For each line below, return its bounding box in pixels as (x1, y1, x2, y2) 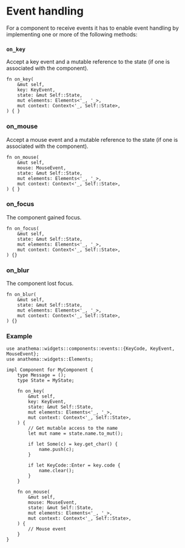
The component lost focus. (6, 280, 74, 287)
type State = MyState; (17, 378, 75, 384)
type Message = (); (17, 372, 67, 378)
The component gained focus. (6, 213, 82, 221)
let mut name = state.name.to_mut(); (28, 430, 123, 437)
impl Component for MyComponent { (6, 367, 94, 373)
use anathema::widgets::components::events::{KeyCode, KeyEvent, (6, 346, 175, 352)
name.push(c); (38, 447, 75, 453)
